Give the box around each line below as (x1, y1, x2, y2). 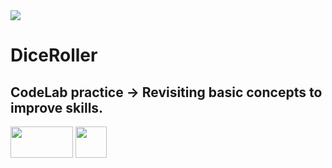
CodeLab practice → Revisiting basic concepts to (10, 84, 323, 101)
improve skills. (10, 99, 104, 116)
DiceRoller (10, 44, 98, 67)
